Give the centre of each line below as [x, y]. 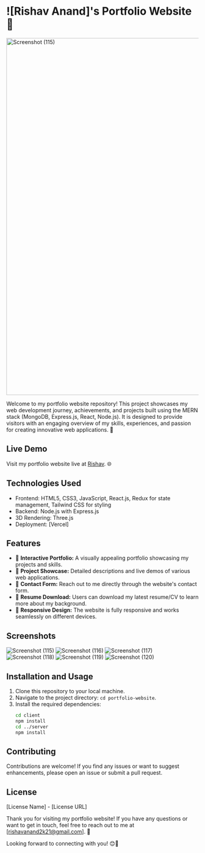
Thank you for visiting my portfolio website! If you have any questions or [97, 819]
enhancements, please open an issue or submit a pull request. [85, 773]
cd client [28, 715]
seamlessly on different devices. [56, 617]
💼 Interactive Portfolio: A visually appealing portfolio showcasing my [102, 558]
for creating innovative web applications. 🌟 [60, 429]
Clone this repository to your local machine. [70, 691]
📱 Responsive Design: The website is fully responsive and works [97, 610]
